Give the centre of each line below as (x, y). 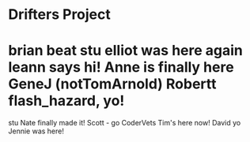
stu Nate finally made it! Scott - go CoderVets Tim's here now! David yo (125, 123)
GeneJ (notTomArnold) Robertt (112, 84)
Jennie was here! (36, 131)
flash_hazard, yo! (66, 101)
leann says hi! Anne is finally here (121, 67)
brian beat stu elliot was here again (125, 51)
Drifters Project (59, 15)
